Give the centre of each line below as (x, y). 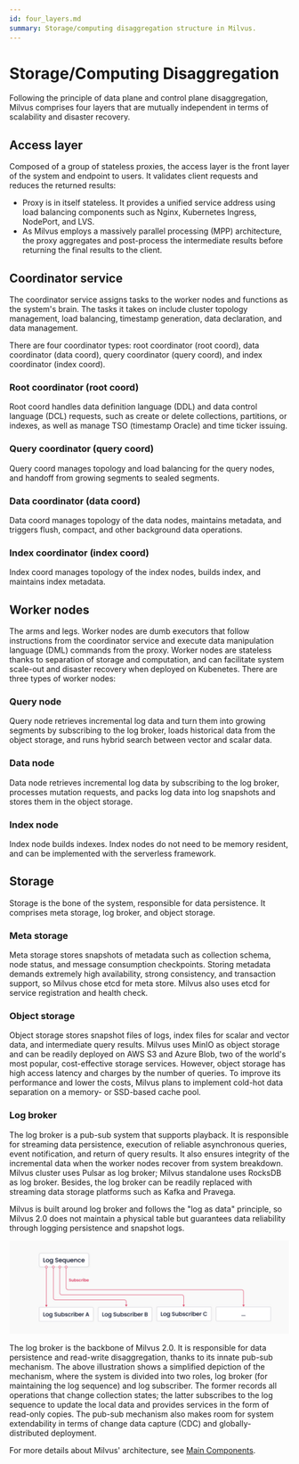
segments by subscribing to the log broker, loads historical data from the (142, 730)
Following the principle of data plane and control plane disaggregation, (139, 98)
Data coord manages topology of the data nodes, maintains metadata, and (145, 520)
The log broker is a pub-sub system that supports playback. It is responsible (149, 1135)
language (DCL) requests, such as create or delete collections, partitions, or (148, 416)
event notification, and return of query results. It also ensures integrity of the (149, 1154)
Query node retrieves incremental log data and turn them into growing (137, 721)
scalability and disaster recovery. (70, 117)
